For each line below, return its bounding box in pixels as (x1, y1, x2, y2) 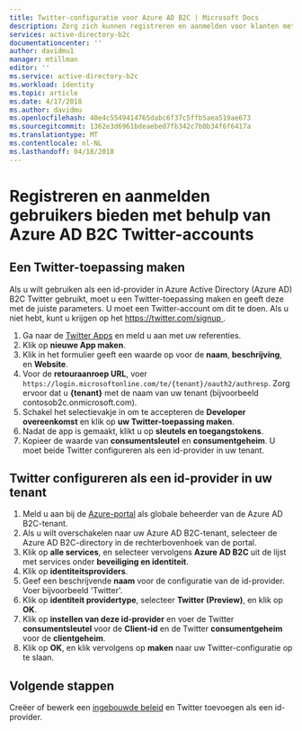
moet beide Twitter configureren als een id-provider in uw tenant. (22, 445, 265, 456)
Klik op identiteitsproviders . (22, 566, 129, 577)
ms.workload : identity (9, 80, 94, 89)
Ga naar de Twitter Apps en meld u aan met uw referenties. (22, 329, 242, 340)
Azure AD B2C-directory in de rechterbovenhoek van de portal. (22, 537, 257, 548)
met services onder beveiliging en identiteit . (22, 556, 189, 567)
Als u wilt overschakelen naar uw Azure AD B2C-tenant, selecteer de (22, 528, 278, 538)
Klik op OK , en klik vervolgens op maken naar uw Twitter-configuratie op (22, 643, 293, 654)
